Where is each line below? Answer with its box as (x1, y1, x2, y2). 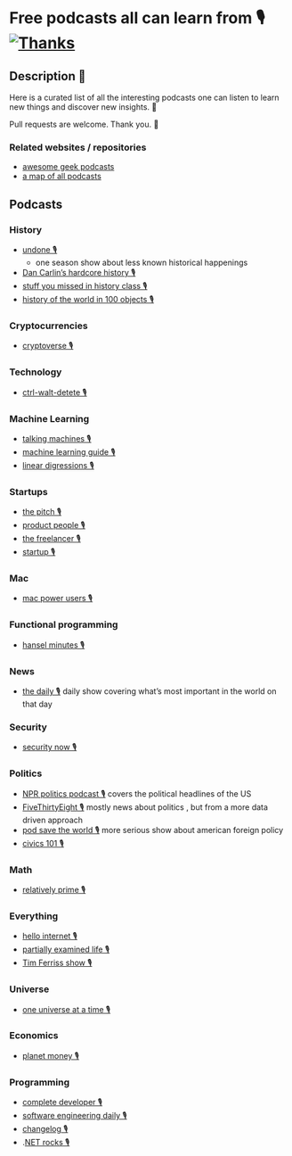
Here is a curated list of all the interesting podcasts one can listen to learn (9, 92, 280, 103)
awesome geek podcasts (21, 161, 115, 172)
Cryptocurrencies (9, 319, 88, 332)
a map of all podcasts (21, 171, 102, 182)
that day (21, 698, 53, 710)
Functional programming (9, 618, 118, 631)
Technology (9, 366, 62, 378)
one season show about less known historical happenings (35, 257, 248, 268)
